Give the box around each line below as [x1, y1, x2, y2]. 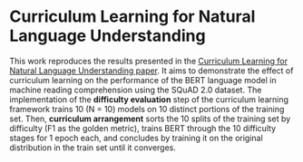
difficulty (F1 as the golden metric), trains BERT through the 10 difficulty [9, 122, 277, 133]
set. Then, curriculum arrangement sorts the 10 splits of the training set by [9, 113, 291, 124]
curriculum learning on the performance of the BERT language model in [9, 74, 277, 85]
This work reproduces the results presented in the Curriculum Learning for [9, 55, 288, 66]
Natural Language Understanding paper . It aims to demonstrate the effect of [9, 65, 294, 76]
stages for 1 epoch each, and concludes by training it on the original [9, 132, 263, 143]
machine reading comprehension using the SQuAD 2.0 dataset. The [9, 84, 262, 95]
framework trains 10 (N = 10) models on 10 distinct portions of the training [9, 103, 285, 114]
